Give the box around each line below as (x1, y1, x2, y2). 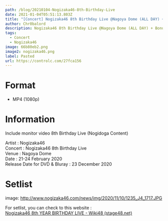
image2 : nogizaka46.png (5, 49, 55, 54)
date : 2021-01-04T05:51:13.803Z (5, 12, 72, 17)
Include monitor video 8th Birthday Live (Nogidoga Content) (5, 130, 128, 136)
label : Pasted (5, 53, 35, 59)
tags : (5, 30, 16, 35)
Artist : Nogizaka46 (5, 140, 45, 146)
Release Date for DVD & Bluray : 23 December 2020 (5, 161, 112, 167)
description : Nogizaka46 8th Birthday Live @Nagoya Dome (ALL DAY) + (5, 26, 153, 31)
